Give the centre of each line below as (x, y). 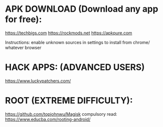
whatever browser (23, 47)
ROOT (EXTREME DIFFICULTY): (69, 101)
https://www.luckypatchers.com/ (38, 81)
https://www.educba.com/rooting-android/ (48, 119)
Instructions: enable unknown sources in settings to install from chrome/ (77, 42)
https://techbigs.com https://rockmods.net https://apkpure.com (69, 33)
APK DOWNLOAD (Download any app (82, 9)
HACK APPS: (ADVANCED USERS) (75, 67)
